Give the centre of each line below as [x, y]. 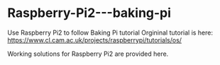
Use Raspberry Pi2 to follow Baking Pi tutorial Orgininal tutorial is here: [110, 32]
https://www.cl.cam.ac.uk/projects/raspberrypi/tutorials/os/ [95, 40]
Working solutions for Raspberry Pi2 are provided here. [88, 54]
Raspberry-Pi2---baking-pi [89, 13]
